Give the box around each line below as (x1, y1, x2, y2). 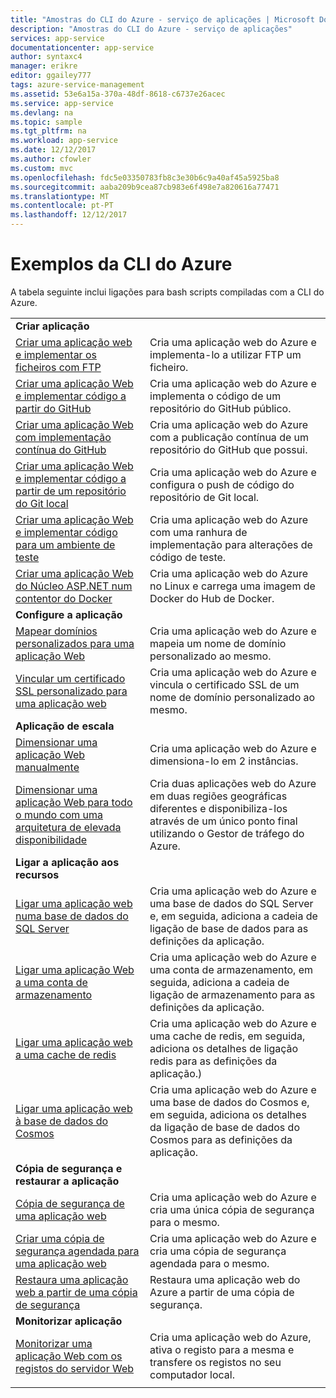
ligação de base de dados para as (149, 921, 309, 935)
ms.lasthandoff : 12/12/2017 (10, 210, 128, 220)
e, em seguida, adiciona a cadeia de (149, 909, 318, 923)
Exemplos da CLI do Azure (10, 253, 233, 276)
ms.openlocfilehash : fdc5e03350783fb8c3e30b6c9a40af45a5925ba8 (10, 172, 280, 183)
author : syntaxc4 (10, 52, 83, 62)
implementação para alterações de (149, 537, 313, 551)
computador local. (149, 1367, 235, 1381)
